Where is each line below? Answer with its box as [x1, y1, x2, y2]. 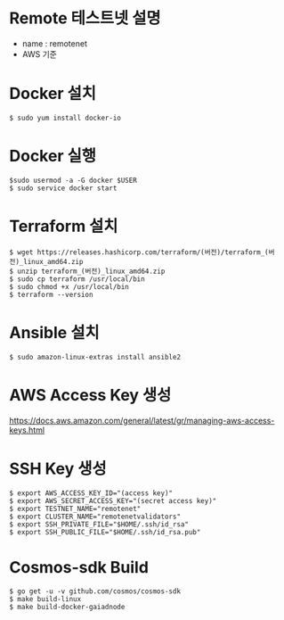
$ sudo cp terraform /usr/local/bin [9, 274, 145, 284]
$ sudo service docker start [9, 184, 118, 193]
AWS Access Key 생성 [9, 384, 172, 405]
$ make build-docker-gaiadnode [9, 602, 126, 611]
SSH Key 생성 [9, 459, 107, 478]
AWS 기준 [21, 48, 58, 59]
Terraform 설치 [9, 216, 118, 236]
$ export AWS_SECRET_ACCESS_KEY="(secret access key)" [9, 496, 217, 505]
